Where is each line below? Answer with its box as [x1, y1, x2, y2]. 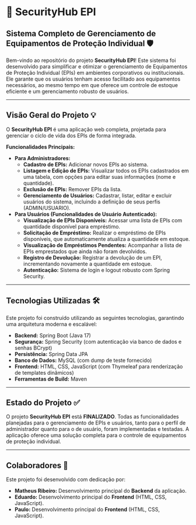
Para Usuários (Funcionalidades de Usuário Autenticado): [14, 210, 157, 217]
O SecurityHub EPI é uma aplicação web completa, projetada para [6, 126, 166, 133]
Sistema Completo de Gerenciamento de [6, 29, 156, 39]
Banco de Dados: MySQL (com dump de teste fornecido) [14, 357, 152, 364]
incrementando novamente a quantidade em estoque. [23, 260, 152, 267]
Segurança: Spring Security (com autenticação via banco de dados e [14, 338, 182, 345]
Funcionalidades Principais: [6, 143, 75, 150]
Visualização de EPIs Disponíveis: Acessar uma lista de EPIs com [23, 216, 183, 224]
